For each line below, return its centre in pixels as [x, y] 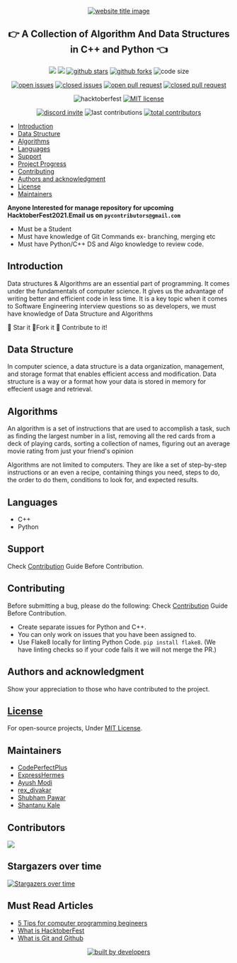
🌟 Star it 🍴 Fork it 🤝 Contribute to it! [57, 327]
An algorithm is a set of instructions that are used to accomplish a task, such [119, 428]
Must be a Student [45, 229]
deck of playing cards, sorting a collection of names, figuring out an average [119, 444]
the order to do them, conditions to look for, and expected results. [103, 480]
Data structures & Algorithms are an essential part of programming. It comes [118, 283]
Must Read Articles [51, 906]
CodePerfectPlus [42, 768]
